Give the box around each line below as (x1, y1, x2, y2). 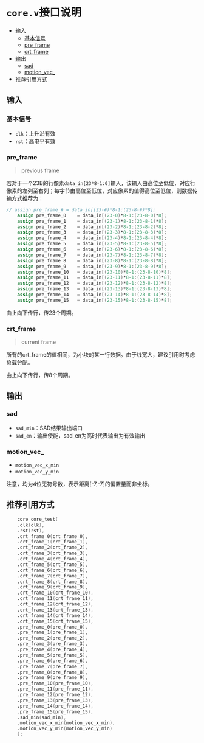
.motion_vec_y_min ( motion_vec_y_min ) (17, 725, 113, 732)
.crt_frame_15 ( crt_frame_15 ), (17, 618, 94, 624)
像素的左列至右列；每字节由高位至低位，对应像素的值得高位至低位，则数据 (6, 187, 192, 194)
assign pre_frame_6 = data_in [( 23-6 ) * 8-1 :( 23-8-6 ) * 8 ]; (17, 246, 167, 253)
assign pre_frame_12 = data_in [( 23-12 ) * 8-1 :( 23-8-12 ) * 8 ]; (17, 281, 172, 287)
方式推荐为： (11, 194, 44, 201)
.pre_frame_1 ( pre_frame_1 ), (17, 629, 88, 636)
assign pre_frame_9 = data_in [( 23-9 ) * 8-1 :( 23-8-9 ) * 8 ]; (17, 263, 167, 270)
